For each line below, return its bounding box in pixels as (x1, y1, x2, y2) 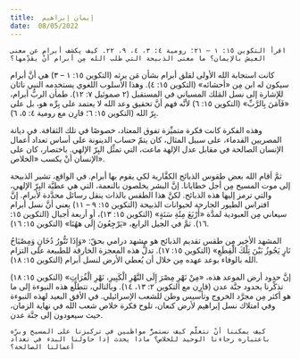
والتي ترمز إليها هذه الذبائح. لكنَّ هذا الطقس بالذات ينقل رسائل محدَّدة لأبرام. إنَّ (10, 189, 272, 200)
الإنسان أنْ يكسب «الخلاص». (10, 153, 105, 163)
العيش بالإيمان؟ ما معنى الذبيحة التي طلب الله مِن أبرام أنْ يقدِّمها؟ (10, 54, 267, 63)
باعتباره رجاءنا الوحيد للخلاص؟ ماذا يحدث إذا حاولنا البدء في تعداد (10, 334, 271, 344)
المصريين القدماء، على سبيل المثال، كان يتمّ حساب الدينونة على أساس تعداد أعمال (10, 134, 282, 145)
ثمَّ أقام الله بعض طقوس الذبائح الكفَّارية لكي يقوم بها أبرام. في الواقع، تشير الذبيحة (10, 171, 282, 181)
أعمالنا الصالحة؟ (10, 342, 75, 351)
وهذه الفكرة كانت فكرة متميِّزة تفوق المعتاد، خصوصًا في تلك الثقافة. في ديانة (10, 124, 262, 135)
